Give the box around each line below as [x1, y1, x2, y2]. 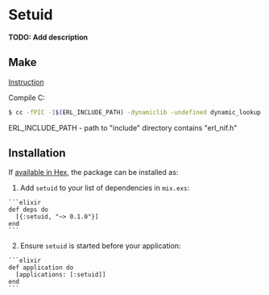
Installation [8, 147, 66, 160]
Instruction [8, 77, 44, 86]
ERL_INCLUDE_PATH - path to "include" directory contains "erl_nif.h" [8, 123, 238, 132]
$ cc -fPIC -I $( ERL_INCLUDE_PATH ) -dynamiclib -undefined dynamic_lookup [8, 108, 262, 116]
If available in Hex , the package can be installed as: [8, 168, 179, 177]
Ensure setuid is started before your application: [19, 241, 181, 251]
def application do [8, 264, 74, 272]
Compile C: [8, 93, 46, 102]
